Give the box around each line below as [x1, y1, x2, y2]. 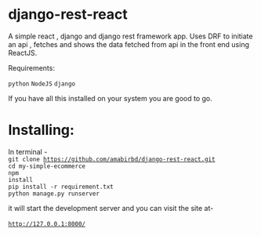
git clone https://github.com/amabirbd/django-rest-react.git [8, 155, 216, 163]
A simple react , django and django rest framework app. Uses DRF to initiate [8, 31, 253, 41]
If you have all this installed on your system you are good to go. [8, 93, 213, 103]
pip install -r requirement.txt [8, 183, 114, 191]
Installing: [8, 122, 74, 139]
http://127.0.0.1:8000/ [8, 220, 86, 228]
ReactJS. [8, 48, 38, 57]
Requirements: [8, 63, 55, 72]
